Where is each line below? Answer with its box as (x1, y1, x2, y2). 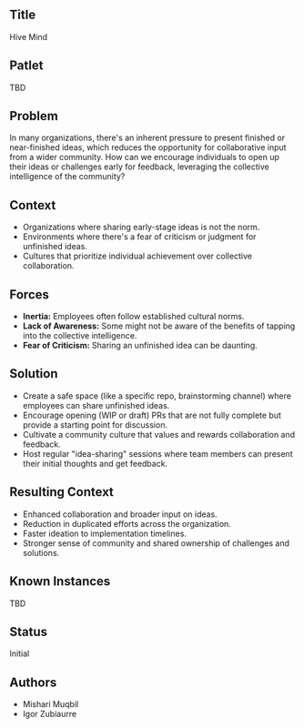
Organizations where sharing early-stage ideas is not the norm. (22, 222, 260, 233)
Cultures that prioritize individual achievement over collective (22, 250, 253, 262)
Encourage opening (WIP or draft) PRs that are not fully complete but (22, 409, 282, 420)
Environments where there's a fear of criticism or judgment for (22, 231, 257, 242)
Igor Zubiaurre (22, 709, 77, 720)
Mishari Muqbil (22, 699, 79, 710)
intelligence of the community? (9, 171, 126, 182)
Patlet (9, 58, 44, 74)
